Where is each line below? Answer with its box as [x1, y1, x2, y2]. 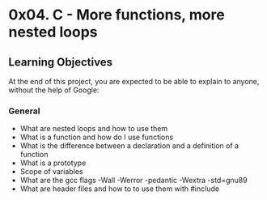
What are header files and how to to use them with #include [19, 184, 220, 194]
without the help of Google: [8, 85, 100, 95]
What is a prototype [19, 158, 87, 168]
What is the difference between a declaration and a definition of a [19, 141, 239, 151]
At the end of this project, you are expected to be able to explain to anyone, [8, 77, 260, 86]
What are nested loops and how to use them [19, 124, 168, 134]
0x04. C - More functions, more [8, 6, 225, 24]
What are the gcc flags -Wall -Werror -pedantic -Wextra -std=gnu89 [19, 176, 248, 185]
